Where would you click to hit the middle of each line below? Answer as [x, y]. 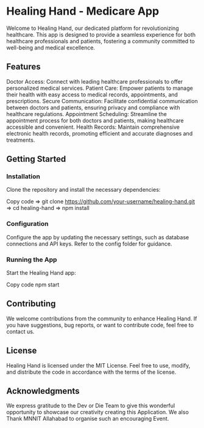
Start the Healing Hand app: [41, 273]
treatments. [21, 140]
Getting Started [36, 159]
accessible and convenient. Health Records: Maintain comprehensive [93, 127]
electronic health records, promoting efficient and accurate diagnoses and [100, 133]
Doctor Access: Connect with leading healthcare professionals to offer [95, 81]
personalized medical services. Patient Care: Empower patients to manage [100, 88]
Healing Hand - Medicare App [83, 11]
